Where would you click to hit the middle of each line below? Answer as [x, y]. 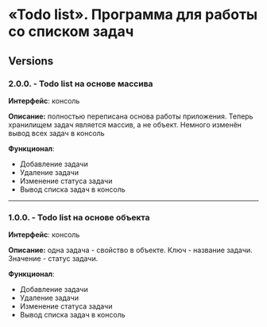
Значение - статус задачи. [53, 259]
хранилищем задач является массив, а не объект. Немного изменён [125, 124]
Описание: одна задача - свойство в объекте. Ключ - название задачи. [130, 250]
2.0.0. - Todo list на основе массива [81, 84]
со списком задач [71, 31]
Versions [31, 61]
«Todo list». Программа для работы [133, 15]
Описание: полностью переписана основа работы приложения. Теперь [131, 116]
